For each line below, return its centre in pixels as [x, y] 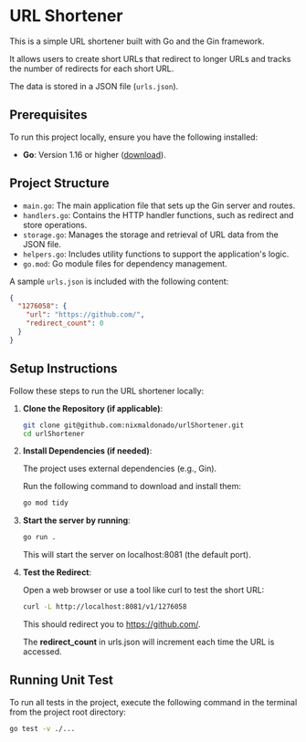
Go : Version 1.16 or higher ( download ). [94, 154]
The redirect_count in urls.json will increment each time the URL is [148, 642]
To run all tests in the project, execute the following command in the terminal [153, 702]
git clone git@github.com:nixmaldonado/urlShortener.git [133, 425]
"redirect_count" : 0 [65, 324]
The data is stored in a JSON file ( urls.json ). [94, 86]
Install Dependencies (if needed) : [87, 451]
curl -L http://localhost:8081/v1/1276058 [105, 607]
